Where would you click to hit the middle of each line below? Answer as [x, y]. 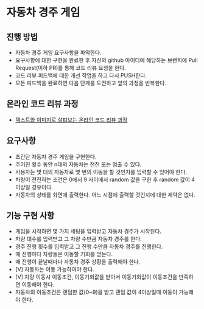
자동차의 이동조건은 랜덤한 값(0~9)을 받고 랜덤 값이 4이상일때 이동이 [96, 292]
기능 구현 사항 [30, 216]
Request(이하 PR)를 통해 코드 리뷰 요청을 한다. [70, 68]
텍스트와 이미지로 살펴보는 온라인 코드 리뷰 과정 [71, 120]
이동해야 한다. [38, 285]
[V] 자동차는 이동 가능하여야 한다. [55, 269]
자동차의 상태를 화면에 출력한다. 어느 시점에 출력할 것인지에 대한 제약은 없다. [105, 195]
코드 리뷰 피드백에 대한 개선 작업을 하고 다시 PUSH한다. [81, 75]
